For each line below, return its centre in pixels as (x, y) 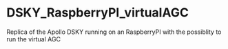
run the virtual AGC (34, 39)
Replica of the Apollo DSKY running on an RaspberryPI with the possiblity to (114, 32)
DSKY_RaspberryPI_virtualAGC (97, 13)
